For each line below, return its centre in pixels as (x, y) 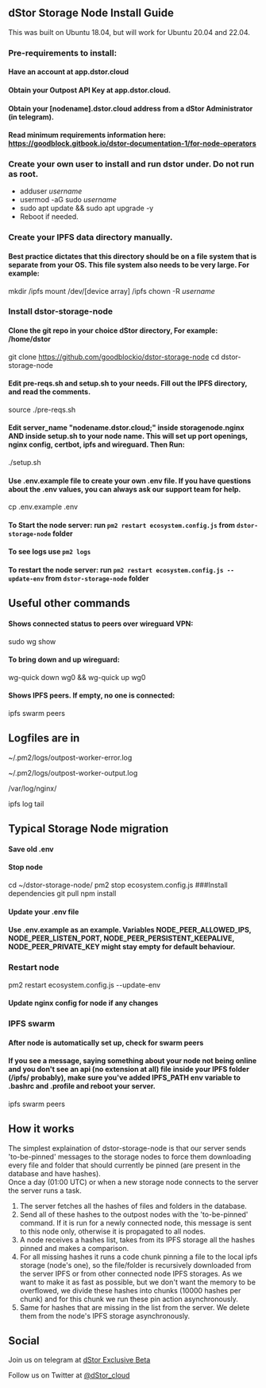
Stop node (26, 867)
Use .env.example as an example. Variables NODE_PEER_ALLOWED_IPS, (130, 930)
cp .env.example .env (43, 507)
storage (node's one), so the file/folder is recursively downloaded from (135, 1265)
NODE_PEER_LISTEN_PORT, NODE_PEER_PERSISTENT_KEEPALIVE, (121, 938)
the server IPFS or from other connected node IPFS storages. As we (131, 1273)
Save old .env (31, 849)
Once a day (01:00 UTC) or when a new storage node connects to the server (133, 1182)
